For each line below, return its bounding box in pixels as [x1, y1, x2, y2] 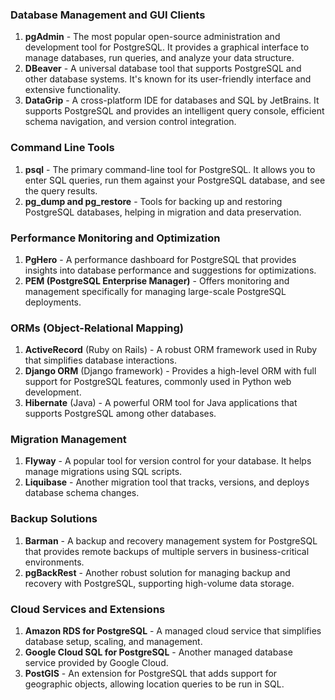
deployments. [24, 296, 82, 308]
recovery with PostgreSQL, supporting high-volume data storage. [24, 577, 295, 589]
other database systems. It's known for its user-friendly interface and [24, 73, 312, 85]
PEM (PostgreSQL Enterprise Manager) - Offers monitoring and [24, 274, 290, 287]
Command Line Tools [10, 141, 115, 155]
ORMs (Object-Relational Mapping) [10, 321, 185, 335]
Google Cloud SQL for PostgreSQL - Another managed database [24, 646, 293, 658]
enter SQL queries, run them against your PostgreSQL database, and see [24, 174, 326, 186]
